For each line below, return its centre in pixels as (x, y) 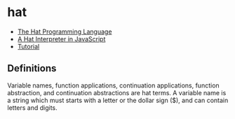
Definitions (32, 68)
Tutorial (28, 46)
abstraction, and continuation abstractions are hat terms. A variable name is (117, 92)
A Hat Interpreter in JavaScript (61, 38)
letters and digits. (32, 107)
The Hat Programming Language (65, 31)
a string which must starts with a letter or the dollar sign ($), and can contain (118, 100)
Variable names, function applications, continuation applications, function (113, 85)
